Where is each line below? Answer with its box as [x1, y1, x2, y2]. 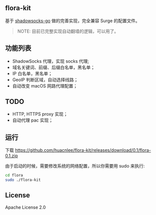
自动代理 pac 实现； [12, 117, 53, 123]
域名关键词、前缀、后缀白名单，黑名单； [12, 64, 95, 70]
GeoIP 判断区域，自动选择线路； [12, 77, 78, 83]
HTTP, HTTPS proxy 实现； [12, 111, 68, 117]
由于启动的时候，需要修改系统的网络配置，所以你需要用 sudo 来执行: [5, 163, 145, 169]
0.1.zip [5, 153, 18, 159]
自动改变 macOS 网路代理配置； [12, 83, 78, 88]
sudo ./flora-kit [5, 177, 41, 182]
